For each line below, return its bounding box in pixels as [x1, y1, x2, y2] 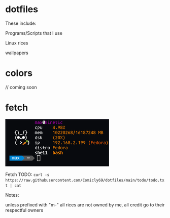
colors [5, 67, 33, 79]
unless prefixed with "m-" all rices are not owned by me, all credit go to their [5, 201, 165, 208]
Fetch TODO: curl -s [5, 171, 50, 178]
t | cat [5, 183, 22, 188]
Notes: [5, 192, 19, 198]
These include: [5, 20, 37, 26]
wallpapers [5, 50, 29, 56]
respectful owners [5, 207, 44, 213]
